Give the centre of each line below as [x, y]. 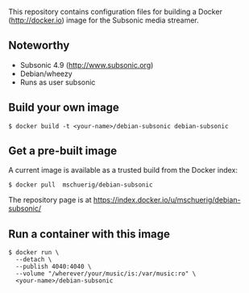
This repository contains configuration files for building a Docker [116, 12]
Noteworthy [39, 46]
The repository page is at [50, 200]
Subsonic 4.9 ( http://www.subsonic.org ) [87, 65]
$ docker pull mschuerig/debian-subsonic [81, 185]
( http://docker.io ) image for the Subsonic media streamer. [104, 20]
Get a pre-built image [63, 151]
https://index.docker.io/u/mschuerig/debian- [167, 200]
